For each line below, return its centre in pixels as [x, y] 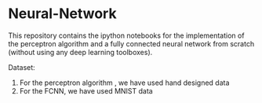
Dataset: [22, 67]
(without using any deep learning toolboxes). [80, 52]
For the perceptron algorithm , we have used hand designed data [124, 83]
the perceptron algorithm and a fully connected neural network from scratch [131, 43]
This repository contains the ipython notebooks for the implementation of [126, 35]
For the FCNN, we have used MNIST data [86, 90]
